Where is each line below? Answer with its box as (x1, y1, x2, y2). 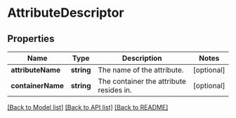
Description (122, 54, 162, 63)
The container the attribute (98, 77, 186, 86)
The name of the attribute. (98, 65, 184, 75)
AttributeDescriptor (7, 5, 124, 21)
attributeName (11, 65, 61, 75)
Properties (7, 33, 55, 45)
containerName (11, 81, 65, 90)
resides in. (98, 85, 132, 95)
